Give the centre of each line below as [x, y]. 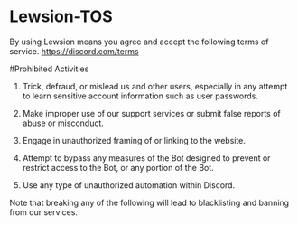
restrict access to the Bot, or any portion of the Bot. [118, 167]
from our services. [44, 212]
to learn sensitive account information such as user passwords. [140, 96]
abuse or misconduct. [63, 123]
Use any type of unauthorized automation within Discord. [129, 185]
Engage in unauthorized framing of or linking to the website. [134, 140]
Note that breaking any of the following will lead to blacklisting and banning [149, 202]
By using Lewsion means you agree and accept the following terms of [139, 42]
